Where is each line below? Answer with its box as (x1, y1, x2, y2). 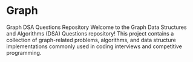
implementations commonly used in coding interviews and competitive (6, 43, 183, 50)
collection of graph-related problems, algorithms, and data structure (6, 36, 177, 43)
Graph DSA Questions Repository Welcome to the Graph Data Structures (6, 23, 187, 31)
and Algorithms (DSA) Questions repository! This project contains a (6, 29, 174, 37)
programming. (6, 49, 42, 56)
